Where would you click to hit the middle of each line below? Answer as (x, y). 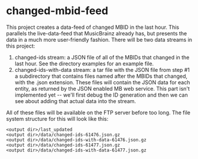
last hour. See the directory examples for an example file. (84, 64)
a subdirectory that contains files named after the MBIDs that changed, (101, 76)
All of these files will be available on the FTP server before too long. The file (98, 112)
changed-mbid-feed (57, 11)
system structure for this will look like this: (57, 118)
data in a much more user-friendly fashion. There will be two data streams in (99, 39)
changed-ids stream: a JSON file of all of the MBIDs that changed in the (102, 57)
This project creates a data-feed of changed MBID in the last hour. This (92, 27)
